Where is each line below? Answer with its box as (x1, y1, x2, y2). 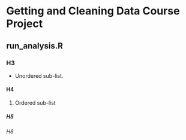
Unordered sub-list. (14, 72, 64, 79)
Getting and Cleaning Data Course (6, 4, 180, 18)
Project (6, 17, 43, 31)
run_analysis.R (6, 41, 63, 51)
